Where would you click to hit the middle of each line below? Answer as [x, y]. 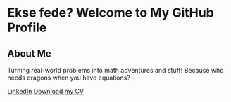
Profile [27, 28]
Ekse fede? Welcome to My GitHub [111, 13]
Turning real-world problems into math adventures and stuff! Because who [115, 70]
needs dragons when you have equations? [69, 78]
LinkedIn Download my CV [46, 91]
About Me [29, 53]
